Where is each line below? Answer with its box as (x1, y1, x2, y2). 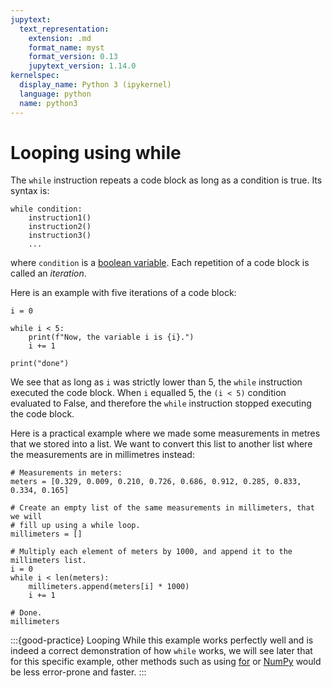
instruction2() (28, 222, 92, 232)
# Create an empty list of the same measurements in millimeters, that (10, 503, 315, 513)
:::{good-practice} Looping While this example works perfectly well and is (10, 634, 314, 646)
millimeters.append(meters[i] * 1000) (28, 582, 190, 592)
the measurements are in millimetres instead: (10, 449, 195, 461)
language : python (19, 89, 92, 99)
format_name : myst (28, 42, 105, 53)
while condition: (10, 204, 83, 215)
